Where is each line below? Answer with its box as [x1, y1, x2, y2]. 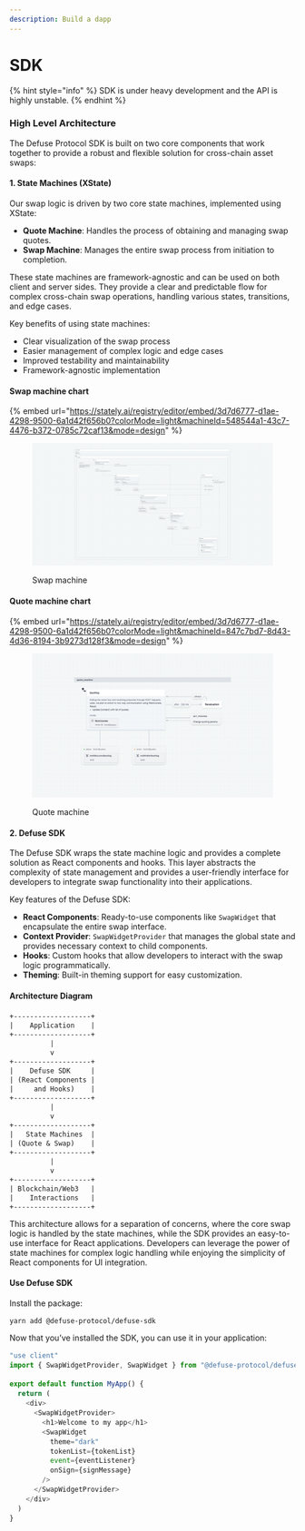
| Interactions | [9, 1193, 95, 1202]
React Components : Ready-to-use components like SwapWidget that [22, 912, 277, 923]
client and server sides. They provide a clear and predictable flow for [9, 281, 268, 292]
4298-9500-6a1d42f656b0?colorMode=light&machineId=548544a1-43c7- [9, 416, 290, 427]
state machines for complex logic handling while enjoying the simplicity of [9, 1247, 286, 1258]
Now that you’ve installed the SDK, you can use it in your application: [9, 1332, 268, 1343]
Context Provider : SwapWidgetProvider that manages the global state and [22, 931, 296, 942]
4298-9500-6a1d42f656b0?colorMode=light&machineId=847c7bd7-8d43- [9, 625, 291, 636]
